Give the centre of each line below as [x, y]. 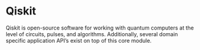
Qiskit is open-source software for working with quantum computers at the [100, 28]
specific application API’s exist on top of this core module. [79, 40]
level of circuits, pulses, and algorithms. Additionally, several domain [92, 34]
